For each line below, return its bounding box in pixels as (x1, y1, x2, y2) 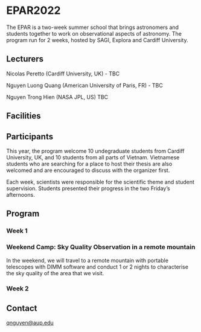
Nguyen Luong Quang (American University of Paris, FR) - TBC (6, 81, 163, 89)
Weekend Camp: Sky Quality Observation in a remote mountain (6, 243, 196, 251)
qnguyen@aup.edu (6, 319, 54, 327)
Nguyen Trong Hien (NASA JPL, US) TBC (6, 93, 109, 100)
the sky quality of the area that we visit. (6, 269, 104, 276)
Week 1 (6, 227, 28, 235)
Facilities (6, 111, 41, 121)
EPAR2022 (6, 4, 61, 18)
